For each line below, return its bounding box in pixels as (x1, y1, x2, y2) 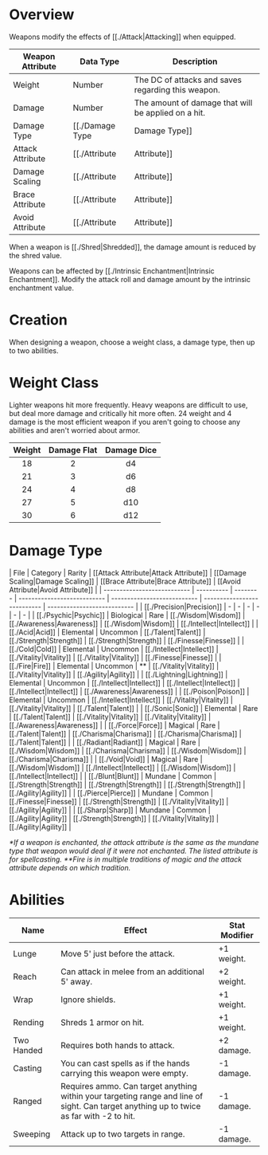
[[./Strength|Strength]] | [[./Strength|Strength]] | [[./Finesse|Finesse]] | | (9, 635, 245, 645)
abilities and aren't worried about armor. (9, 425, 141, 435)
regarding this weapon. (134, 84, 221, 95)
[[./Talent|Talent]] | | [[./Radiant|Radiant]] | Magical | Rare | (9, 737, 201, 747)
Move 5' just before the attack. (60, 948, 176, 959)
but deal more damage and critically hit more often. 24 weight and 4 (9, 408, 232, 418)
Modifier (220, 929, 254, 941)
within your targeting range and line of (60, 1090, 204, 1102)
